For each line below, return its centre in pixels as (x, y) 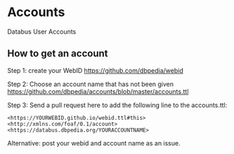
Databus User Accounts (42, 31)
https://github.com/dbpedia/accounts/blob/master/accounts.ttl (98, 91)
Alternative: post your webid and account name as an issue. (94, 143)
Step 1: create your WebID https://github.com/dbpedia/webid (96, 70)
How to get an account (58, 54)
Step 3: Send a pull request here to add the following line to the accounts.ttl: (117, 105)
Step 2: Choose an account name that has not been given (91, 84)
